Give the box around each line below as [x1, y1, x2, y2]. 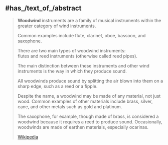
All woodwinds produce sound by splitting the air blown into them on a [17, 78, 163, 84]
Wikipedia [17, 133, 39, 140]
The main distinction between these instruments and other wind [17, 62, 149, 68]
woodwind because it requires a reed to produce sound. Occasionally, [17, 118, 162, 125]
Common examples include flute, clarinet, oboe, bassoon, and [17, 32, 146, 38]
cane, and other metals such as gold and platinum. [17, 103, 122, 110]
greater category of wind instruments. [17, 23, 96, 29]
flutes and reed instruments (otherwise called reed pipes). [17, 53, 138, 59]
